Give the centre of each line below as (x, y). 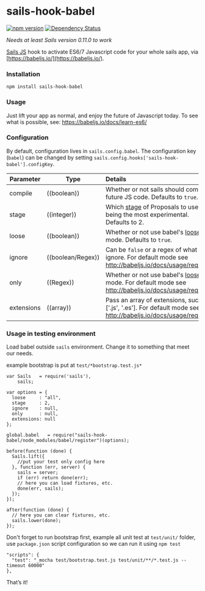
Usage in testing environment (51, 333)
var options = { (27, 393)
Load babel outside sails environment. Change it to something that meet (98, 347)
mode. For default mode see (146, 282)
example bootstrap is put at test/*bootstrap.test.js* (74, 365)
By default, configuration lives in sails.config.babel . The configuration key (101, 151)
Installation (23, 74)
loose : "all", (37, 398)
